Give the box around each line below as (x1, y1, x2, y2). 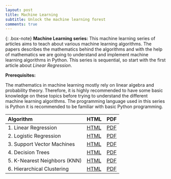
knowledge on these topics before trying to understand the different (5, 93, 148, 99)
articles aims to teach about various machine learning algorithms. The (5, 41, 152, 47)
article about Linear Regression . (5, 62, 72, 68)
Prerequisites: (5, 72, 36, 79)
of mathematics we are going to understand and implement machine (5, 52, 149, 58)
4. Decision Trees (8, 149, 50, 156)
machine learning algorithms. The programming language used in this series (5, 98, 165, 104)
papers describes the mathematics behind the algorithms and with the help (5, 46, 163, 52)
